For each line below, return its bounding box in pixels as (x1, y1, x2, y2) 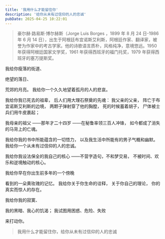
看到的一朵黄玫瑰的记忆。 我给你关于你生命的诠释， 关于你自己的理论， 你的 (5, 181, 161, 187)
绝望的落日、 (5, 76, 31, 82)
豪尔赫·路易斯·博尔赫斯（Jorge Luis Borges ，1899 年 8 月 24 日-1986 (17, 31, 159, 37)
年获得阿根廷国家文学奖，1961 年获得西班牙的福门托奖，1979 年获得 (17, 49, 155, 55)
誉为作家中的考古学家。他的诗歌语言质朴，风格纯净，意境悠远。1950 (17, 43, 157, 49)
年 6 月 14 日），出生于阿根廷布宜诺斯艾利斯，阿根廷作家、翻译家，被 (17, 37, 157, 42)
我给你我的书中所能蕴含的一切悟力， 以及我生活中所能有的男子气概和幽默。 (5, 137, 158, 143)
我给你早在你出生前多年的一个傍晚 (5, 170, 75, 176)
